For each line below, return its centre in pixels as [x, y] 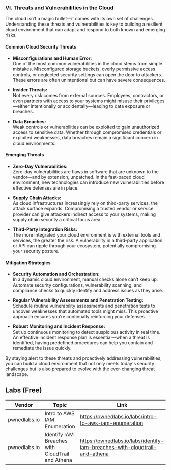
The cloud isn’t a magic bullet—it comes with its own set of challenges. [80, 19]
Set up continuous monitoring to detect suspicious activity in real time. [87, 332]
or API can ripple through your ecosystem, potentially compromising [84, 245]
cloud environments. [34, 143]
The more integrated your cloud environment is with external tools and [86, 234]
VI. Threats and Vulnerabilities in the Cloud [60, 8]
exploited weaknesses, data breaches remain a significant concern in [85, 137]
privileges [154, 101]
